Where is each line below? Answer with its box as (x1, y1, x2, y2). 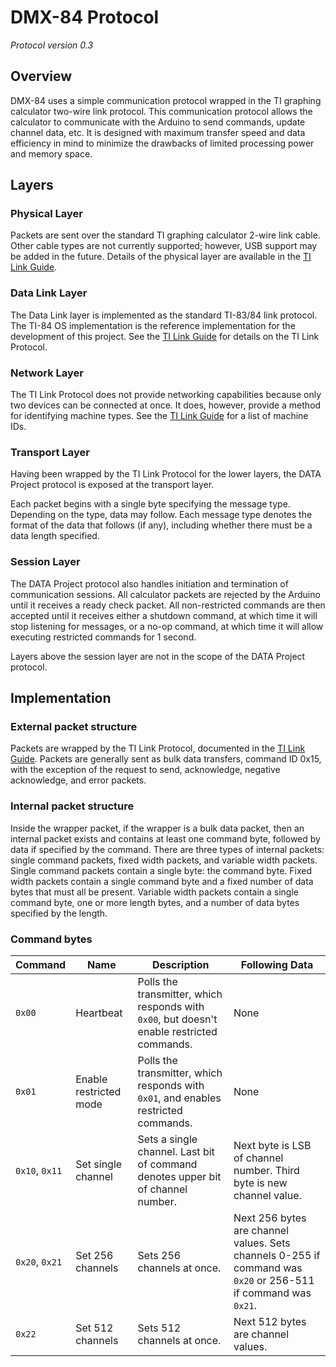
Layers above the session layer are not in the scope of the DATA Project (10, 650, 306, 662)
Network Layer (10, 366, 84, 380)
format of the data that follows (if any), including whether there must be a (10, 519, 313, 531)
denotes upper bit (137, 1169, 222, 1183)
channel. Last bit (137, 1144, 215, 1158)
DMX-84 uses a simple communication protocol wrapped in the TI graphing (10, 94, 322, 106)
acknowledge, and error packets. (10, 774, 147, 786)
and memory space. (10, 147, 93, 160)
